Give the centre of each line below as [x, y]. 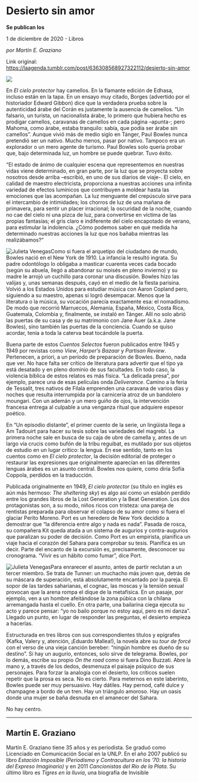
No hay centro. [24, 709]
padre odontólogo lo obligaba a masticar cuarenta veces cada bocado [91, 263]
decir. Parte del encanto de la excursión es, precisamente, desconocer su [95, 549]
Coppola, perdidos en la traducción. [49, 475]
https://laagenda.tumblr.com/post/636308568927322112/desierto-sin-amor [98, 68]
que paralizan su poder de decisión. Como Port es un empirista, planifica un [98, 536]
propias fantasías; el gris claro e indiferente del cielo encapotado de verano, [98, 221]
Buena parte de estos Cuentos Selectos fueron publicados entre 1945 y [93, 344]
